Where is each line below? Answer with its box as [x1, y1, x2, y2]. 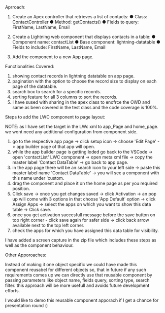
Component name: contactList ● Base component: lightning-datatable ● [12, 39, 161, 45]
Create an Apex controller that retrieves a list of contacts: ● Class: [12, 14, 148, 19]
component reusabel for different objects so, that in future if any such [5, 267, 147, 273]
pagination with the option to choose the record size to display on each [12, 78, 157, 84]
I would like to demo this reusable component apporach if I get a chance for [5, 297, 159, 303]
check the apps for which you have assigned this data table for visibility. [12, 228, 159, 234]
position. [12, 186, 31, 192]
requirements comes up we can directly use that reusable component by [5, 272, 153, 278]
